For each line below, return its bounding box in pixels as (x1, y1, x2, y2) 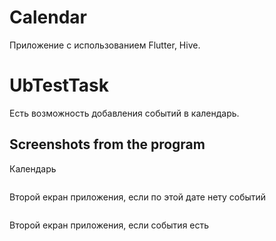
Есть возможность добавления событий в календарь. (9, 107, 240, 119)
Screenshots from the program (9, 136, 206, 153)
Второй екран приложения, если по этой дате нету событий (9, 191, 267, 203)
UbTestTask (9, 74, 109, 97)
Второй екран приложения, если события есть (9, 219, 210, 231)
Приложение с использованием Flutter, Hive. (9, 39, 201, 51)
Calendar (9, 6, 87, 29)
